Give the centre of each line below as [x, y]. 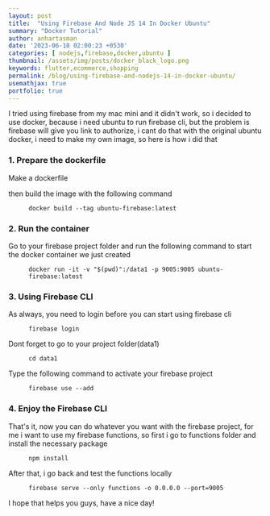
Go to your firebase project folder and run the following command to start [130, 246]
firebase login [54, 329]
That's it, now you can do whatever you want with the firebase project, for [131, 426]
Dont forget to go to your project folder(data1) [84, 344]
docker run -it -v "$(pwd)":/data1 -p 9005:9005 [112, 269]
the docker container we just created [70, 254]
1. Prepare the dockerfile [57, 160]
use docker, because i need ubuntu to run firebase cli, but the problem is [129, 123]
